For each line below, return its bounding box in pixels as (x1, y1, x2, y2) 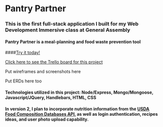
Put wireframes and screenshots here (5, 69, 81, 75)
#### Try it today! (5, 50, 40, 55)
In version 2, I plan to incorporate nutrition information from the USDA (5, 106, 150, 112)
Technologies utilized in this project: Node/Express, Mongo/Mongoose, (5, 89, 153, 95)
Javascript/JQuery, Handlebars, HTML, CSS (5, 94, 96, 101)
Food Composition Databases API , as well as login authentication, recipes (5, 111, 158, 117)
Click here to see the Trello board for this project (5, 59, 103, 65)
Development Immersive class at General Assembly (5, 26, 131, 33)
